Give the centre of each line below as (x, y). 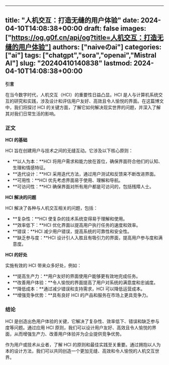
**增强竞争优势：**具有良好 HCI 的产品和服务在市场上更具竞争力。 (81, 295)
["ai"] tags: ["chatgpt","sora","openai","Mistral (81, 55)
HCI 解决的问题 (21, 197)
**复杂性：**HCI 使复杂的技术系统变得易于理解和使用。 (70, 219)
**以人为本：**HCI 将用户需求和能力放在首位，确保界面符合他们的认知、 (88, 162)
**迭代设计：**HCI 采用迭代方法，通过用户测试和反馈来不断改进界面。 (85, 174)
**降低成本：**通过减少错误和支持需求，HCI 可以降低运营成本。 (79, 289)
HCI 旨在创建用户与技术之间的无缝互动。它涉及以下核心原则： (69, 151)
